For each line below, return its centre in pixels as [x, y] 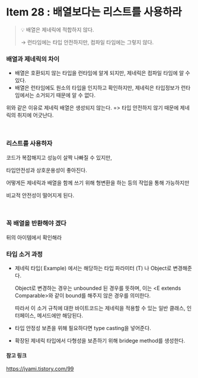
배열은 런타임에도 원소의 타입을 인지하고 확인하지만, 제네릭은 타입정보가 [97, 88]
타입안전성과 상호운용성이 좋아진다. [47, 170]
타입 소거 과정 [25, 254]
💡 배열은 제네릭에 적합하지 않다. [57, 30]
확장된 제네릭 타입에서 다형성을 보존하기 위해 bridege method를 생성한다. [100, 341]
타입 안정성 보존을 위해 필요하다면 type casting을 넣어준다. [83, 328]
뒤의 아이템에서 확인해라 [34, 237]
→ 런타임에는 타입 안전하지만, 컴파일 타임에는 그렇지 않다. [87, 42]
